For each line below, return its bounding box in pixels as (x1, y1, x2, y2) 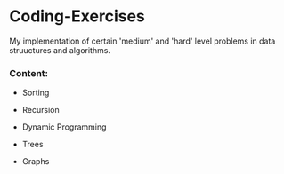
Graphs (21, 156, 50, 167)
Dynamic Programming (21, 122, 107, 132)
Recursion (21, 105, 60, 115)
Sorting (21, 87, 50, 99)
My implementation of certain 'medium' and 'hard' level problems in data (9, 36, 276, 46)
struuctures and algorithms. (9, 44, 111, 55)
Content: (9, 67, 49, 79)
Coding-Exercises (9, 6, 145, 27)
